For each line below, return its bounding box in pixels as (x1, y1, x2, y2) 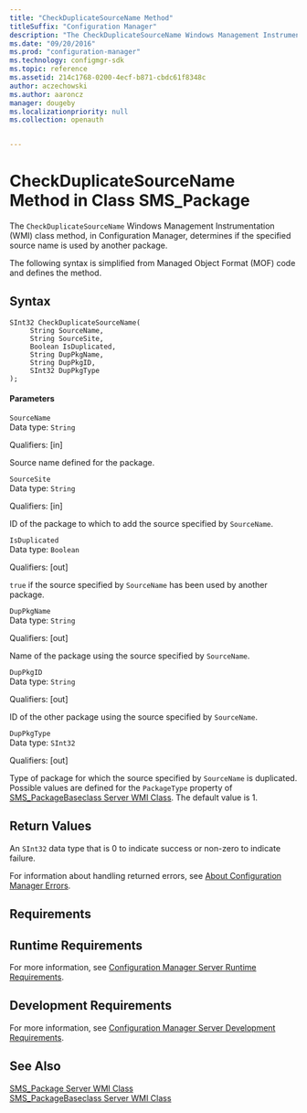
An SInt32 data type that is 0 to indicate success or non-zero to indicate (9, 842, 281, 853)
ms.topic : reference (9, 65, 89, 74)
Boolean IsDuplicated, (29, 342, 117, 351)
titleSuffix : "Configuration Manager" (9, 22, 157, 31)
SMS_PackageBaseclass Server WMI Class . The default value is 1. (9, 792, 259, 803)
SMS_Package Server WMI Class (9, 1083, 134, 1094)
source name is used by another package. (9, 240, 168, 251)
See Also (9, 1058, 61, 1075)
